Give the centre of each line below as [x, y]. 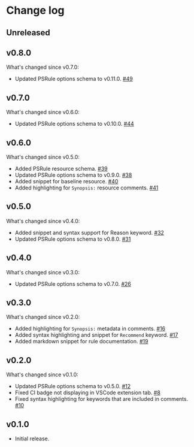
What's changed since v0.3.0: [43, 272]
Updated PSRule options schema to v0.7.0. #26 [73, 284]
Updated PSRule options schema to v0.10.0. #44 [75, 124]
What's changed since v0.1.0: [43, 374]
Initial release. [32, 439]
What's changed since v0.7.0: [43, 67]
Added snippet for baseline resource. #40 [66, 182]
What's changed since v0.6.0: [43, 112]
